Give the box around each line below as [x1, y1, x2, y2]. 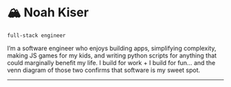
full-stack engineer [7, 32, 67, 39]
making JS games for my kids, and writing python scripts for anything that [7, 51, 217, 60]
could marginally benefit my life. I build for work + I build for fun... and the [7, 58, 216, 66]
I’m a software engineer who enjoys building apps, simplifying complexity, [7, 44, 217, 52]
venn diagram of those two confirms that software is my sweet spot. [7, 66, 201, 74]
